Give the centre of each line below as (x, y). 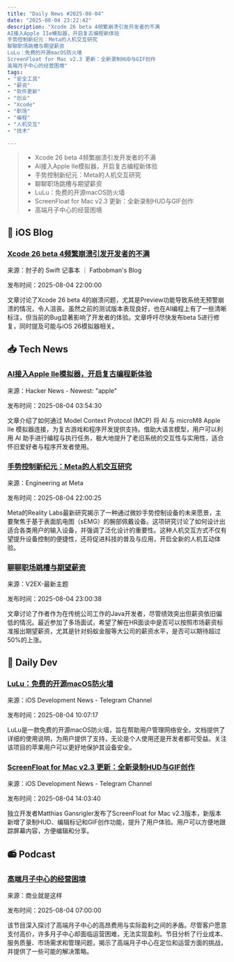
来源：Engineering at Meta (45, 483)
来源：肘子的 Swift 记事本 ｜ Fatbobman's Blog (75, 271)
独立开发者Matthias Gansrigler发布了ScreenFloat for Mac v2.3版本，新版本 (114, 813)
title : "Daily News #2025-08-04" (56, 14)
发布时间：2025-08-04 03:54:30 (55, 405)
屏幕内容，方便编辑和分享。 (53, 831)
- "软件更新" (24, 92)
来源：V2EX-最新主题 (38, 584)
